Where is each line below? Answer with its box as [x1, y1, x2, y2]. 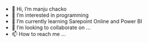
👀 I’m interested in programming [11, 12, 89, 19]
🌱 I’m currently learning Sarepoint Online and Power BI [11, 18, 143, 24]
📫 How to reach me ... [11, 31, 66, 37]
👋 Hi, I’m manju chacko [11, 6, 67, 12]
